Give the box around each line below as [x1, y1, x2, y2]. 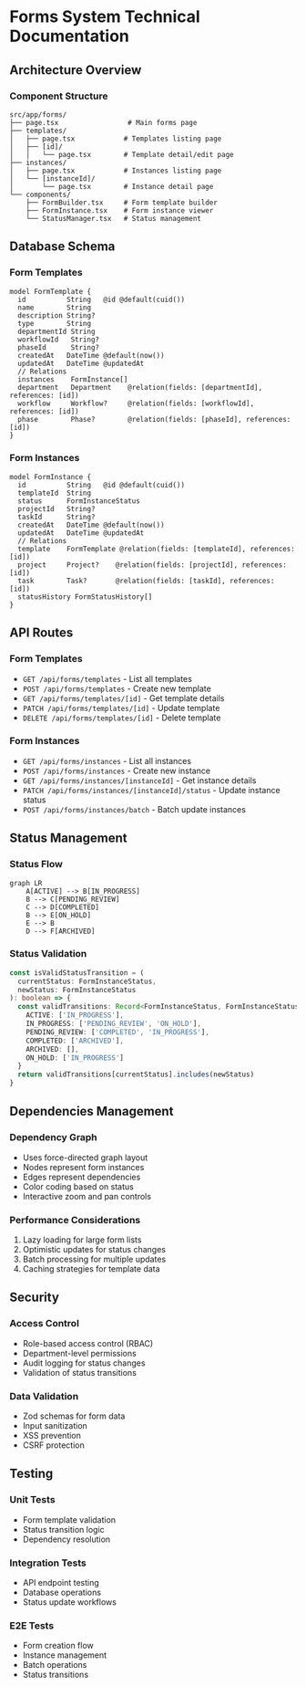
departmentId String [17, 327, 96, 336]
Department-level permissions [22, 1347, 137, 1358]
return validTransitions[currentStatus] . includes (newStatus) [17, 1070, 255, 1079]
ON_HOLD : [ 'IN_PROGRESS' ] [25, 1053, 125, 1063]
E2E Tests [9, 1619, 55, 1631]
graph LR [9, 878, 43, 887]
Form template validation [22, 1514, 117, 1525]
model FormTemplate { [9, 287, 92, 296]
